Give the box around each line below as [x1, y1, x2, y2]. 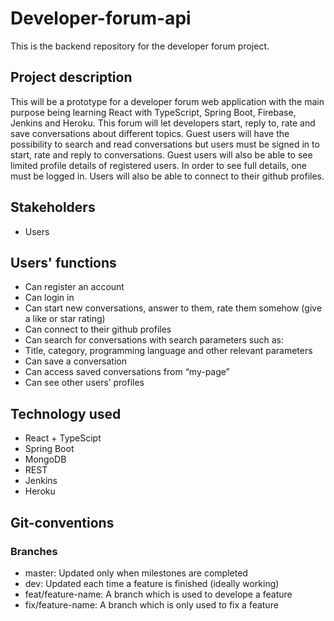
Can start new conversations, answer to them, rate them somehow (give [24, 302, 323, 314]
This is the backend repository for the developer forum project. [10, 40, 270, 52]
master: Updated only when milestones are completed [24, 567, 248, 579]
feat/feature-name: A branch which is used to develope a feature [24, 588, 293, 600]
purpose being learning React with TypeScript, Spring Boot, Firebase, [10, 106, 297, 118]
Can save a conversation [24, 355, 128, 367]
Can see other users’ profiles [24, 377, 145, 389]
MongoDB [24, 453, 67, 466]
